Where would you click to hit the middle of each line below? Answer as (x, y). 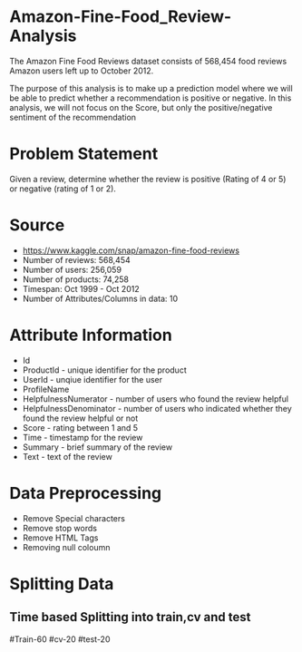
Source (37, 225)
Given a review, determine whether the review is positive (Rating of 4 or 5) (148, 179)
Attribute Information (91, 335)
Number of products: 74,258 (76, 279)
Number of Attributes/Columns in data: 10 (100, 298)
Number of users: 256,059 (72, 269)
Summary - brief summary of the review (97, 447)
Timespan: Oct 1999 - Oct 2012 (81, 288)
